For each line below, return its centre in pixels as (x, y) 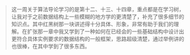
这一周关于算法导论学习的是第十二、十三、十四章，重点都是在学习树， (98, 9)
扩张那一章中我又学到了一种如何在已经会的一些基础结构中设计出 (106, 31)
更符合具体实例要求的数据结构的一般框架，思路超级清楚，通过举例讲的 (98, 39)
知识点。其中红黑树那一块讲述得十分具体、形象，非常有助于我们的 (92, 24)
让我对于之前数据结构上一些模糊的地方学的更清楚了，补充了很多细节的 (98, 17)
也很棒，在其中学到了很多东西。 (50, 46)
